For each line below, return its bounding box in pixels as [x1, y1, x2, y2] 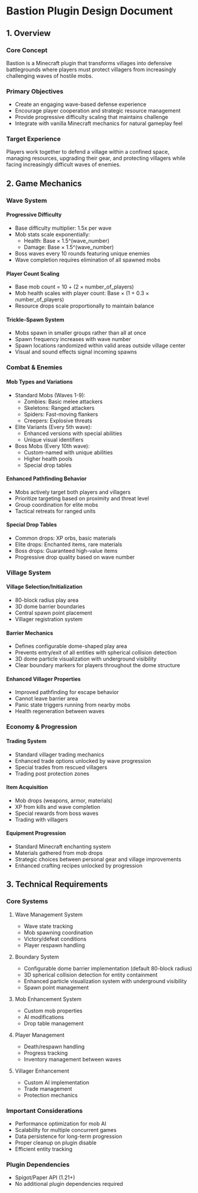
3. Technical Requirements [6, 879, 108, 890]
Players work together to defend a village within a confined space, [6, 148, 169, 156]
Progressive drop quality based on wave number [14, 553, 135, 561]
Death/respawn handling [23, 1043, 85, 1050]
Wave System [6, 196, 47, 205]
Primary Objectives [6, 87, 64, 95]
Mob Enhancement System [14, 995, 82, 1003]
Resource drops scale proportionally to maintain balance [14, 302, 154, 309]
